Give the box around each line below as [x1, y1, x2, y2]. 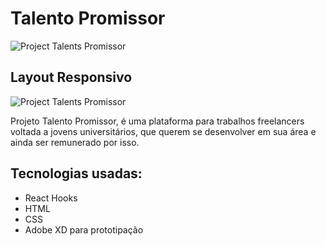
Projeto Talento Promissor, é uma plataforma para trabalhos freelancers [10, 115, 305, 127]
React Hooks [24, 192, 78, 204]
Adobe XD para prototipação [24, 223, 144, 236]
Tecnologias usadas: [10, 165, 143, 182]
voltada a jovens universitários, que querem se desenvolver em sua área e [10, 125, 317, 137]
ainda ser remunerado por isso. [10, 136, 140, 148]
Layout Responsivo [10, 69, 133, 86]
